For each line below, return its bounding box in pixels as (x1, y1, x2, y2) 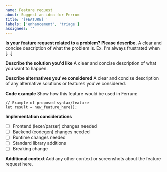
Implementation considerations (5, 114, 72, 120)
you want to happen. (5, 66, 48, 72)
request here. (5, 161, 33, 167)
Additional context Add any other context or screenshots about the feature (5, 156, 161, 162)
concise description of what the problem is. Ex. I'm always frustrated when (5, 45, 160, 51)
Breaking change (12, 146, 48, 152)
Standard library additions (12, 140, 66, 146)
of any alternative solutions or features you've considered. (5, 81, 127, 87)
